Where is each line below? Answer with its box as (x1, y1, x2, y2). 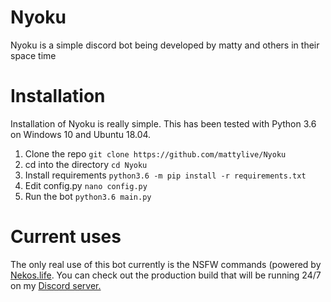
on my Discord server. (10, 279, 102, 291)
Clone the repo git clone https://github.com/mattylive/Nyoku (24, 147, 287, 160)
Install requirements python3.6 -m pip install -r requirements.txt (24, 169, 307, 181)
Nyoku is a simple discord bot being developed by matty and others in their (10, 39, 320, 51)
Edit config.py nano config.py (24, 179, 148, 191)
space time (10, 49, 57, 61)
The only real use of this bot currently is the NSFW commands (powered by (10, 258, 322, 270)
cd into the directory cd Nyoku (24, 158, 148, 170)
